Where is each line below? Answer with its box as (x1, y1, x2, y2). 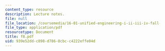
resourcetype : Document (5, 30, 54, 34)
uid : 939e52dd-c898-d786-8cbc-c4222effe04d (5, 39, 96, 44)
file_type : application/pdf (5, 25, 63, 30)
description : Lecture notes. (5, 12, 65, 17)
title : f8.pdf (5, 34, 34, 39)
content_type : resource (5, 7, 54, 12)
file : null (5, 16, 27, 21)
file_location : (5, 20, 36, 26)
